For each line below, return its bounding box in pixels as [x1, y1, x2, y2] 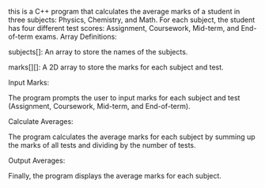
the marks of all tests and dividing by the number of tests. [8, 141, 196, 149]
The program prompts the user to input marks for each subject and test [8, 93, 240, 102]
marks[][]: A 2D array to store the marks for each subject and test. [8, 62, 224, 72]
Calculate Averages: [8, 117, 74, 126]
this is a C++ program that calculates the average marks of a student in [8, 7, 240, 16]
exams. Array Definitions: [34, 32, 117, 41]
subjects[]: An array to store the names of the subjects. [8, 47, 188, 56]
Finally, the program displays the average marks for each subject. [8, 171, 221, 180]
